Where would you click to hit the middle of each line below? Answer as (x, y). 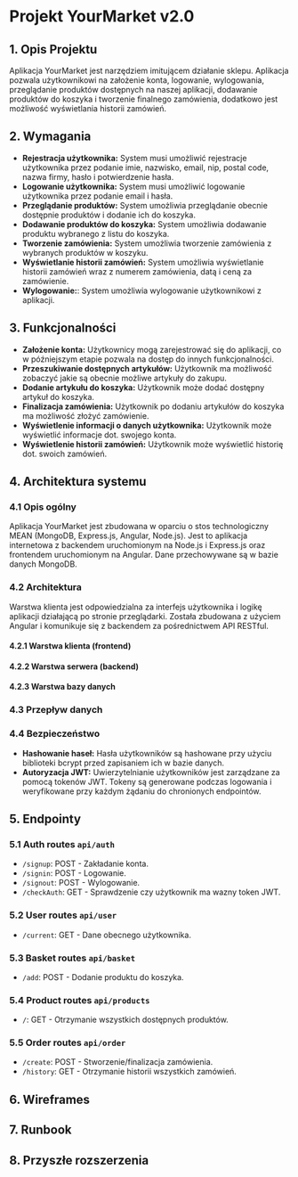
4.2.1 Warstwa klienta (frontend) (70, 646)
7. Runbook (41, 1130)
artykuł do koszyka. (58, 396)
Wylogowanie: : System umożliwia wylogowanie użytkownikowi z (142, 290)
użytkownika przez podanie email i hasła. (97, 196)
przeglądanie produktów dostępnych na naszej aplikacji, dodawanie (133, 90)
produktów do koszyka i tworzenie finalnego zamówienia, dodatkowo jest (144, 99)
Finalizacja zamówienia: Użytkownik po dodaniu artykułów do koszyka (153, 406)
